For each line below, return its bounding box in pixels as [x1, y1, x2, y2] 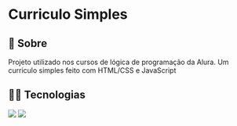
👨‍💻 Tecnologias [8, 88, 86, 102]
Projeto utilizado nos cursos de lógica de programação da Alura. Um [8, 57, 229, 67]
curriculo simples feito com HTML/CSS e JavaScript [8, 66, 177, 75]
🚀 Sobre [8, 37, 48, 50]
